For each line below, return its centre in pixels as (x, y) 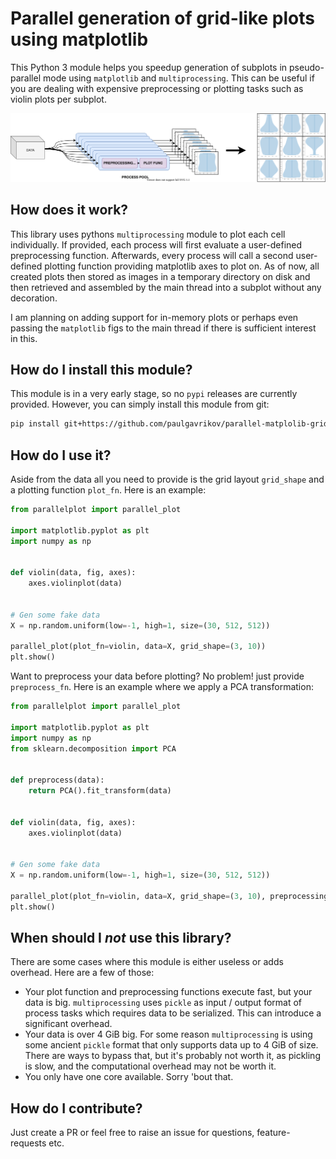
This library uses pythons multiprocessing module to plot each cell (148, 234)
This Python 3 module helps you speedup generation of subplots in (149, 67)
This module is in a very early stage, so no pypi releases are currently (154, 394)
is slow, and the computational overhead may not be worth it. (150, 1066)
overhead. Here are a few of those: (82, 973)
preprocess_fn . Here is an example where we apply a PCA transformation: (162, 687)
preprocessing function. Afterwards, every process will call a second (152, 255)
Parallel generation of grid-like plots (162, 18)
